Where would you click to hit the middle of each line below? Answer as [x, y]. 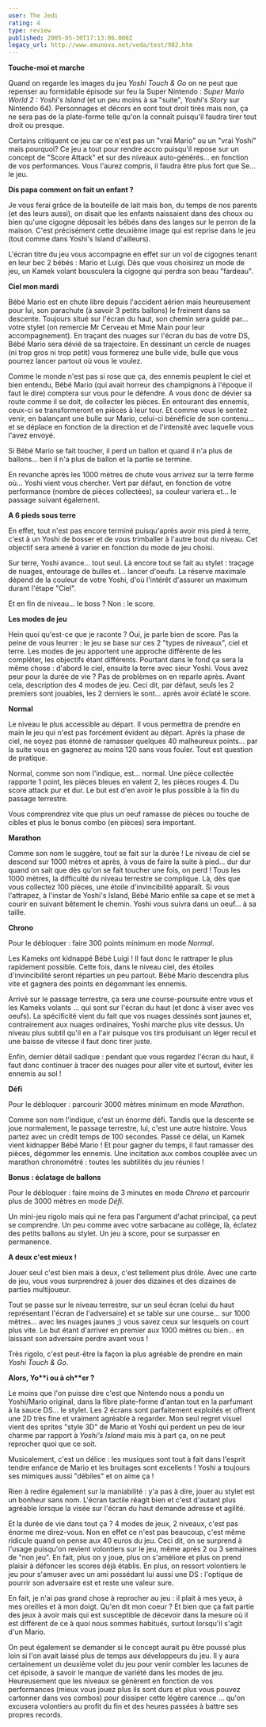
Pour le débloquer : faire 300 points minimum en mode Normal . [112, 943]
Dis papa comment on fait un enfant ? [71, 190]
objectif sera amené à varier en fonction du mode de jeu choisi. [112, 548]
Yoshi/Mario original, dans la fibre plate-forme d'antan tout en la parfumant [131, 1401]
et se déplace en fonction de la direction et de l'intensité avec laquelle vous [131, 427]
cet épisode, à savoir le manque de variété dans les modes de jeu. [116, 1673]
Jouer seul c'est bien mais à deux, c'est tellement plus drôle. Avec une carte [133, 1273]
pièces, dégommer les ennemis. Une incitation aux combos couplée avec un [133, 1154]
